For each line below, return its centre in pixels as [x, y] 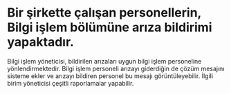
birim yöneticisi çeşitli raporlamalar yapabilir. [71, 83]
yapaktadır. [41, 42]
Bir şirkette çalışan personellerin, [104, 13]
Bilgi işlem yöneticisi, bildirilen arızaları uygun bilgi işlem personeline [104, 61]
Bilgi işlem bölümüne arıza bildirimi [110, 27]
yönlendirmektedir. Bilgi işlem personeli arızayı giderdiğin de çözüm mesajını [116, 68]
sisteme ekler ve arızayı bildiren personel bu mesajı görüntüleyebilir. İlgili [110, 76]
